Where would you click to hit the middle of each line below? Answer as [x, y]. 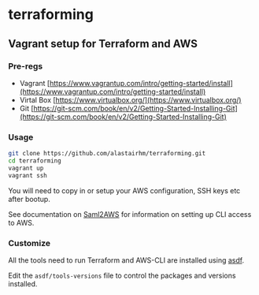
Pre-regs [26, 66]
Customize [30, 243]
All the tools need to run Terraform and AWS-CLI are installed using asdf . [126, 260]
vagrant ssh [28, 175]
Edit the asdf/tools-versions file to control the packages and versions [122, 275]
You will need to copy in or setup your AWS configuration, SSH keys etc [124, 190]
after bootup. [30, 199]
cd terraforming [35, 161]
